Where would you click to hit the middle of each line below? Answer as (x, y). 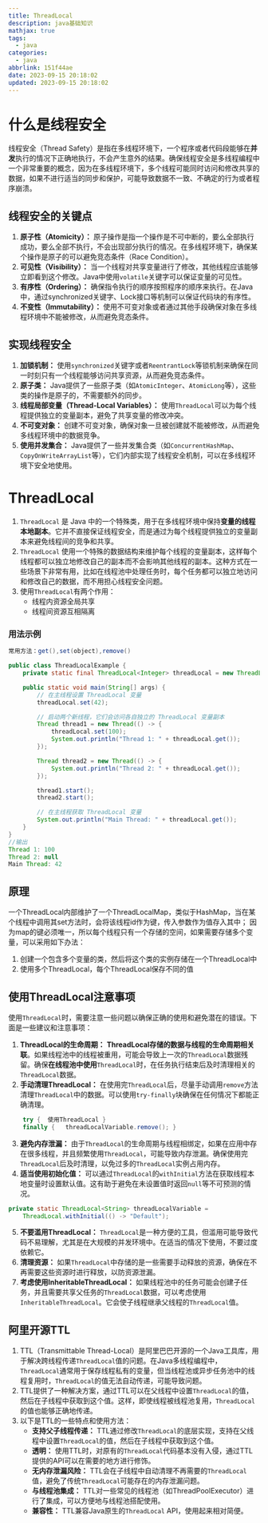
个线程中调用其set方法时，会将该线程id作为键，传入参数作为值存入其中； (128, 922)
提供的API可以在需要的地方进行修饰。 (93, 1461)
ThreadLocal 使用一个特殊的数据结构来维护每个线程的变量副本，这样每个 (138, 551)
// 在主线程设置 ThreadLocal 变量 (89, 695)
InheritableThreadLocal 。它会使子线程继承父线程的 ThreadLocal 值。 (131, 1302)
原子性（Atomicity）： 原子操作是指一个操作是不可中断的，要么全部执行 (137, 237)
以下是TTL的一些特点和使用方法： (75, 1421)
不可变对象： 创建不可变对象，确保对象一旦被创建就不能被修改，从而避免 (140, 426)
